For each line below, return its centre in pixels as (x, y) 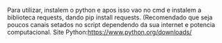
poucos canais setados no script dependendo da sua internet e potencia (111, 25)
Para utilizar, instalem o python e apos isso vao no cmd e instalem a (104, 10)
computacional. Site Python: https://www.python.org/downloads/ (100, 32)
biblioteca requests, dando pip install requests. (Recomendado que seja (110, 17)
